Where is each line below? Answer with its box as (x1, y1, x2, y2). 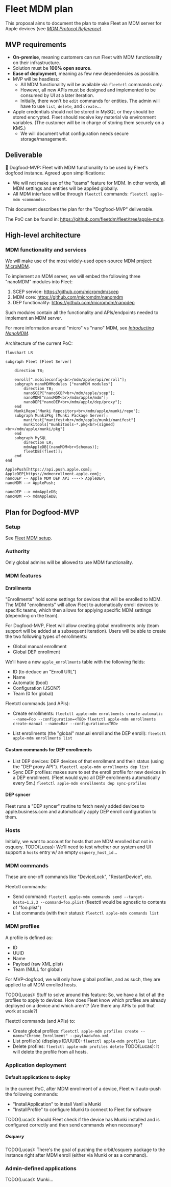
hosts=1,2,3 (12, 900, 38, 905)
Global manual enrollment (12, 644, 67, 650)
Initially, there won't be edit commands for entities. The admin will (20, 98, 160, 104)
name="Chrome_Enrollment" (12, 1033, 68, 1038)
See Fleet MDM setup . (5, 535, 53, 541)
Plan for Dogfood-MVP (5, 508, 79, 516)
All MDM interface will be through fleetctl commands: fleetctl (12, 190, 149, 197)
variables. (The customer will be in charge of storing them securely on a (12, 119, 164, 126)
